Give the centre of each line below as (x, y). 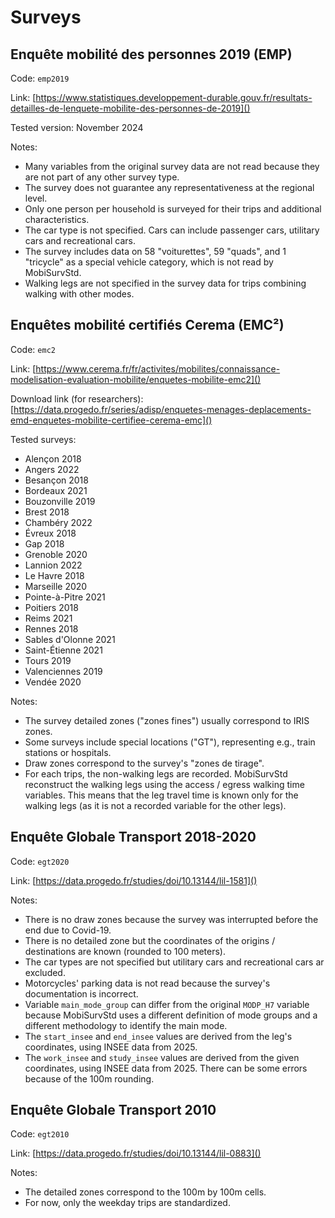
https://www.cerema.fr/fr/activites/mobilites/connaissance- (158, 368)
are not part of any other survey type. (102, 177)
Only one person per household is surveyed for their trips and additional (173, 209)
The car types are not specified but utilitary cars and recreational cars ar (174, 962)
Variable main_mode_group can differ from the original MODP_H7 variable (167, 1004)
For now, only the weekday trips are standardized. (127, 1203)
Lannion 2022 (53, 565)
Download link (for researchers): (77, 398)
